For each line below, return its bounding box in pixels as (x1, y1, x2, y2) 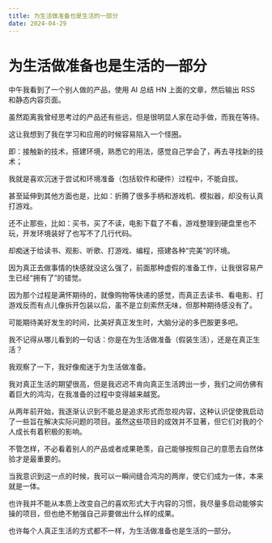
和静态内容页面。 (8, 95, 66, 105)
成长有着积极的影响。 (15, 426, 87, 437)
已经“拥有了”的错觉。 (15, 273, 87, 283)
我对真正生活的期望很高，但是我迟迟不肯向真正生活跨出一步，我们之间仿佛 (8, 380, 257, 389)
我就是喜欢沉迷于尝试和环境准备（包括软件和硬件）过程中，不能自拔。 (8, 174, 243, 184)
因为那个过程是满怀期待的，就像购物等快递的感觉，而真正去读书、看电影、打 (8, 291, 264, 300)
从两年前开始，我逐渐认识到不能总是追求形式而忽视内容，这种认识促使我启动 (8, 406, 264, 417)
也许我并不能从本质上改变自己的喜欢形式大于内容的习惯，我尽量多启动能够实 (8, 498, 264, 508)
